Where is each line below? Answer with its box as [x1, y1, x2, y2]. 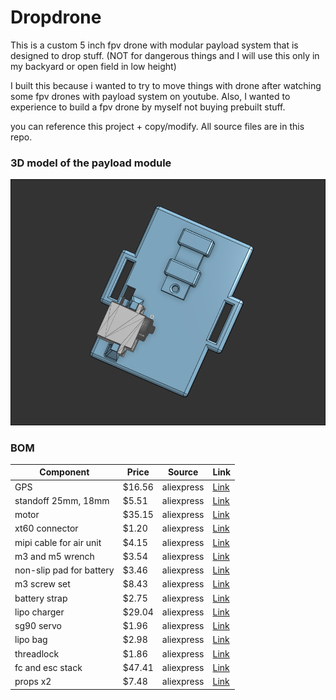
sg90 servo [14, 620, 62, 632]
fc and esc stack [14, 661, 83, 673]
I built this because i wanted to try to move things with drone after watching [10, 79, 322, 91]
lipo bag [14, 634, 48, 646]
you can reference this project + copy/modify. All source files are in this [10, 120, 305, 132]
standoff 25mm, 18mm [14, 494, 110, 506]
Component [39, 466, 90, 478]
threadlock [14, 647, 60, 660]
